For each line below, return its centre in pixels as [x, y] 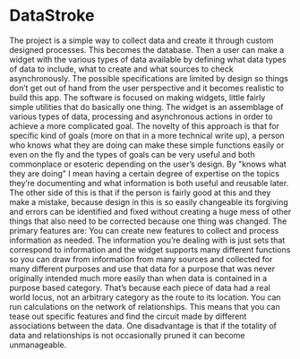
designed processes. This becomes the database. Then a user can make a [147, 49]
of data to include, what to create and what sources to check [122, 69]
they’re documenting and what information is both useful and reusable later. [149, 183]
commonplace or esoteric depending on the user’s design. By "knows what [148, 164]
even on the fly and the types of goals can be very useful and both [132, 154]
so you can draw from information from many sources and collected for [141, 259]
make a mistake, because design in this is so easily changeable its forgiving [149, 201]
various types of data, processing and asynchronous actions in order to [141, 116]
